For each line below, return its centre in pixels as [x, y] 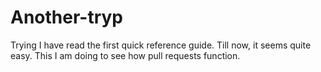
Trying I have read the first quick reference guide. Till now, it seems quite [161, 45]
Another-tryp [67, 17]
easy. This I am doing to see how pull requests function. [125, 55]
